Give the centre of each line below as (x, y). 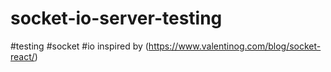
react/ (22, 56)
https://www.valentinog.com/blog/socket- (235, 46)
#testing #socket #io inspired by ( (79, 46)
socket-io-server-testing (116, 18)
